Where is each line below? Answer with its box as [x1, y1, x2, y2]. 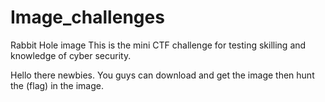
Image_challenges [10, 6, 165, 29]
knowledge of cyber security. [10, 49, 132, 61]
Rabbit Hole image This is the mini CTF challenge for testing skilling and [10, 39, 307, 51]
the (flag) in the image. [10, 79, 104, 91]
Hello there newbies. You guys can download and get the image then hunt [10, 69, 315, 81]
